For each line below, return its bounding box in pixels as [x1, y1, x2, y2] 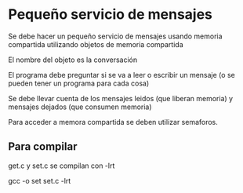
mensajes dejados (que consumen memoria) [8, 102, 152, 111]
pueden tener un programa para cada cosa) [8, 78, 150, 88]
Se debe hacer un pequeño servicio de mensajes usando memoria [8, 31, 223, 41]
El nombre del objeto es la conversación [8, 55, 138, 64]
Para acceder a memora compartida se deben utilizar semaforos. [8, 117, 218, 126]
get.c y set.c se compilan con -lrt [8, 161, 115, 170]
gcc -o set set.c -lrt [8, 176, 71, 185]
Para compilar [8, 140, 78, 154]
